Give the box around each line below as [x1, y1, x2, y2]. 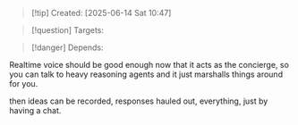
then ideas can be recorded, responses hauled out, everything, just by [9, 96, 268, 106]
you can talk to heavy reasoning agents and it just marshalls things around [9, 69, 284, 79]
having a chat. [9, 105, 62, 115]
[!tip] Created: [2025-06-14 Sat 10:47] [30, 8, 172, 18]
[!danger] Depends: [30, 42, 104, 53]
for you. [9, 79, 38, 88]
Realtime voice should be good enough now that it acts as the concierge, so [9, 60, 289, 70]
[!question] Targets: [30, 25, 105, 35]
